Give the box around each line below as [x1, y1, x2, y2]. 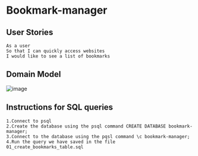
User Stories [6, 27, 54, 37]
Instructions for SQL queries [6, 102, 114, 113]
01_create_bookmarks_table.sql [6, 144, 84, 150]
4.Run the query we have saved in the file [6, 139, 116, 145]
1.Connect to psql [6, 118, 52, 124]
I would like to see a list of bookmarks [6, 53, 111, 59]
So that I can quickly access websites [6, 48, 105, 54]
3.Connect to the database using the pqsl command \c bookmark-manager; [6, 133, 190, 139]
